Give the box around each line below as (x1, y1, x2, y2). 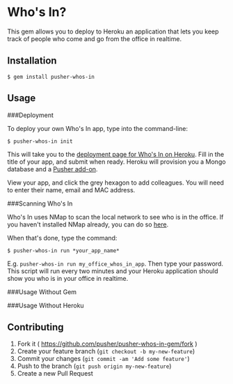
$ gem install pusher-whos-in (7, 73, 95, 80)
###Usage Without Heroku (7, 301, 85, 309)
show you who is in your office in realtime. (7, 274, 129, 282)
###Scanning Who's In (7, 199, 73, 208)
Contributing (7, 321, 64, 333)
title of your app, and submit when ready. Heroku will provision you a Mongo (7, 158, 226, 166)
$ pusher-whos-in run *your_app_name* (7, 247, 120, 254)
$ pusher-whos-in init (7, 137, 73, 145)
